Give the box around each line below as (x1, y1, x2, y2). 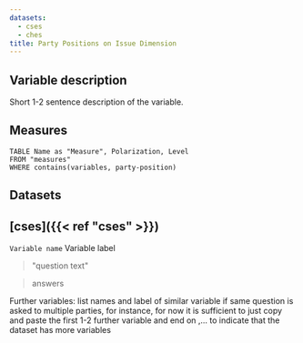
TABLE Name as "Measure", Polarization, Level (9, 146, 189, 156)
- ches (17, 30, 43, 39)
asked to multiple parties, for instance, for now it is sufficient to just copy (9, 306, 283, 317)
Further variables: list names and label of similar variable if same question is (9, 296, 294, 307)
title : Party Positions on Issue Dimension (9, 38, 177, 48)
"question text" (31, 260, 89, 271)
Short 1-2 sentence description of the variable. (9, 96, 184, 107)
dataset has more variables (9, 325, 112, 336)
